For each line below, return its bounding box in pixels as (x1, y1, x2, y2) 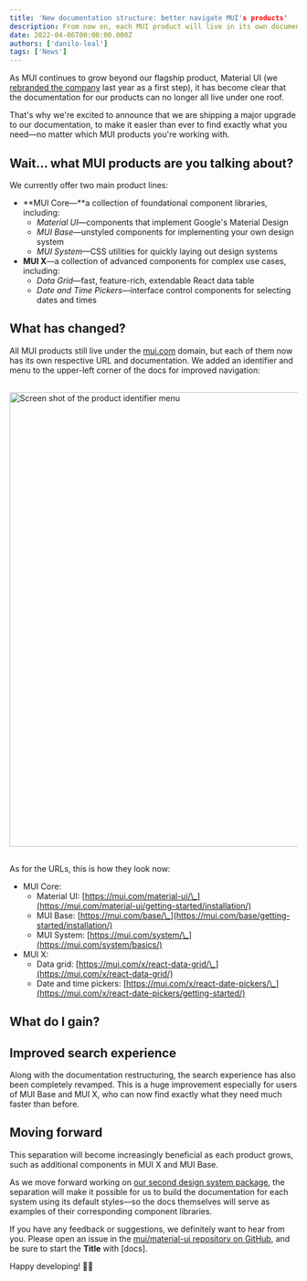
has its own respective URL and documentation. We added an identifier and (9, 355, 294, 365)
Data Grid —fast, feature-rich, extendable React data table (36, 275, 255, 286)
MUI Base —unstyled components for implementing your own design (36, 226, 294, 238)
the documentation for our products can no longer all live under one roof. (9, 92, 285, 103)
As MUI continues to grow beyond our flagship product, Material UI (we (9, 72, 279, 83)
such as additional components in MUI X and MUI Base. (9, 1159, 219, 1170)
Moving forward (9, 1125, 103, 1140)
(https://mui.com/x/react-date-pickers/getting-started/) (36, 988, 246, 999)
